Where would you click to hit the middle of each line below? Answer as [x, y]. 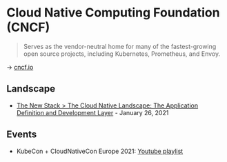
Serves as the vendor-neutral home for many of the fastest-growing [120, 46]
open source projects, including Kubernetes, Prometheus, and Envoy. [122, 54]
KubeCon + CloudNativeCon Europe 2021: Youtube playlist [100, 151]
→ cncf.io [20, 67]
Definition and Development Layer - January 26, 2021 [92, 112]
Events [22, 135]
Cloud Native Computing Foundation [113, 13]
